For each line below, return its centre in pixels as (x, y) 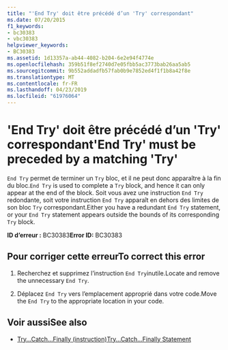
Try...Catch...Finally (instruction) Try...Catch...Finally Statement (104, 339)
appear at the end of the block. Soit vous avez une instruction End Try (105, 192)
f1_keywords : (26, 26)
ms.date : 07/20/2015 (37, 20)
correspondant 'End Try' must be (102, 145)
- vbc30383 (23, 39)
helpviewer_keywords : (38, 45)
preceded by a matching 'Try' (93, 159)
